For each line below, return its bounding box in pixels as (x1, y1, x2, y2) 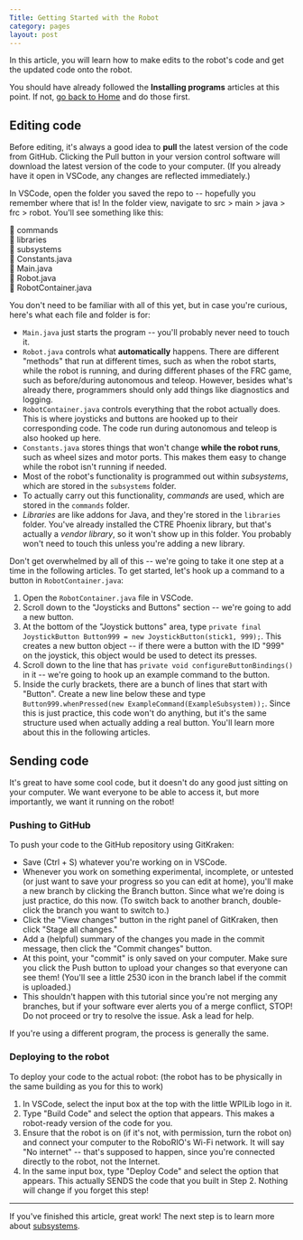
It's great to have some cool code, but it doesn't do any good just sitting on (9, 777, 289, 787)
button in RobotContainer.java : (9, 575, 124, 586)
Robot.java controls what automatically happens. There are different (22, 346, 280, 357)
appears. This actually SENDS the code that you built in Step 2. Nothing (22, 1175, 289, 1186)
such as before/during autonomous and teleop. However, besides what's (22, 375, 293, 386)
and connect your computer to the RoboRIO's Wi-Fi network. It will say (22, 1136, 285, 1148)
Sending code (9, 753, 89, 768)
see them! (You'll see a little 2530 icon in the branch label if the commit (22, 972, 287, 983)
